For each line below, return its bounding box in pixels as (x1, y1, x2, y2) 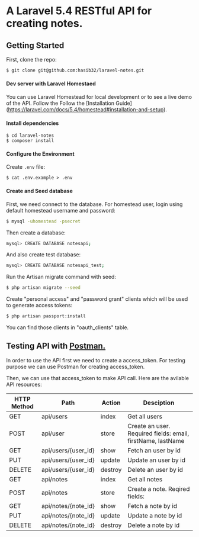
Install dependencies (6, 120, 59, 127)
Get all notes (127, 475, 163, 483)
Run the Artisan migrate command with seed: (6, 274, 117, 281)
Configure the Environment (6, 150, 75, 157)
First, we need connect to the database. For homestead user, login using (6, 200, 183, 208)
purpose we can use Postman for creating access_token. (6, 363, 145, 370)
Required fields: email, (127, 429, 190, 438)
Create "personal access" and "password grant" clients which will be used (6, 295, 188, 303)
